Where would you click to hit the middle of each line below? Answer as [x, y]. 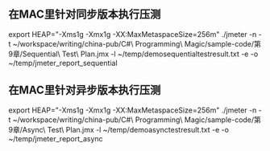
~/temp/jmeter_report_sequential [63, 63]
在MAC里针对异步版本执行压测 [85, 90]
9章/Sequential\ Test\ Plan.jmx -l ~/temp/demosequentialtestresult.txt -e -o [133, 54]
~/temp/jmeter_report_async [56, 138]
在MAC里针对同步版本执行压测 [85, 14]
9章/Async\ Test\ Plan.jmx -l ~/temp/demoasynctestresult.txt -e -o [119, 129]
